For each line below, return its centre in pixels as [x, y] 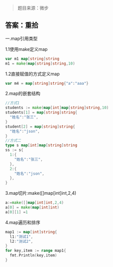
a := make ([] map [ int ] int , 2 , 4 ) [35, 203]
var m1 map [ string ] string [32, 59]
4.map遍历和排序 [23, 222]
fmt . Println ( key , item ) [33, 255]
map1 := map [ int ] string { [31, 232]
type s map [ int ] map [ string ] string [41, 145]
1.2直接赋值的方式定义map [32, 74]
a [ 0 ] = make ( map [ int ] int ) [32, 207]
